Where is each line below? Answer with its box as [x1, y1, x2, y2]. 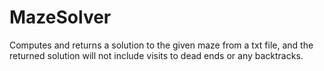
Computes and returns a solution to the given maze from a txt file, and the [9, 39, 314, 51]
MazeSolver [9, 6, 112, 29]
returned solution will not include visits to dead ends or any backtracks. [9, 49, 304, 61]
